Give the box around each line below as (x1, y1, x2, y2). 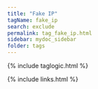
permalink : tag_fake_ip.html (7, 29, 92, 37)
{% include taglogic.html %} (7, 62, 89, 70)
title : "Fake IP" (7, 10, 58, 17)
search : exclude (7, 23, 55, 30)
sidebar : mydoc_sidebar (7, 36, 77, 43)
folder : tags (7, 42, 45, 49)
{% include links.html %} (7, 75, 78, 83)
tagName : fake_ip (7, 17, 58, 24)
